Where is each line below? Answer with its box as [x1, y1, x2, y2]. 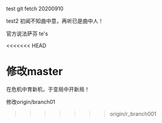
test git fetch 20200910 [6, 5, 64, 12]
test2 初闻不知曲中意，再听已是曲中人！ [6, 17, 104, 24]
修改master [6, 65, 63, 78]
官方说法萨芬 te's [6, 30, 48, 37]
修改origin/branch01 [6, 98, 55, 105]
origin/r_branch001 [110, 110, 157, 117]
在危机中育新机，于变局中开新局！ [6, 85, 90, 93]
